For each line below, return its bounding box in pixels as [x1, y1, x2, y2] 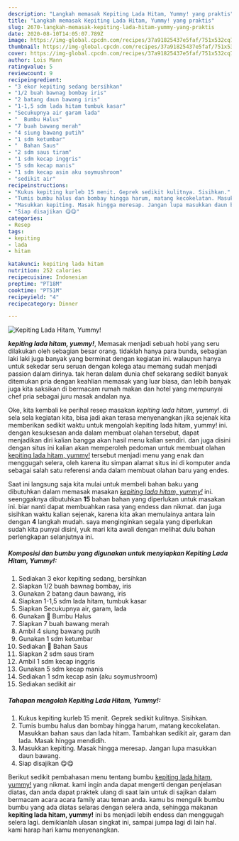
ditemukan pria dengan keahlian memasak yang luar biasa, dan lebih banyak [8, 377, 231, 386]
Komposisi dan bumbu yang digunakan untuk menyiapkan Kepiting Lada [8, 549, 228, 557]
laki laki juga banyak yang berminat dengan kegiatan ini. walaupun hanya [8, 355, 222, 363]
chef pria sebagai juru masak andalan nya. [8, 392, 132, 401]
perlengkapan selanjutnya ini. [8, 533, 94, 541]
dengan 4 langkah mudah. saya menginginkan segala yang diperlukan [8, 518, 213, 526]
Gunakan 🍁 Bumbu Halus [18, 612, 91, 620]
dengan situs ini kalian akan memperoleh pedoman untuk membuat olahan [8, 444, 226, 452]
